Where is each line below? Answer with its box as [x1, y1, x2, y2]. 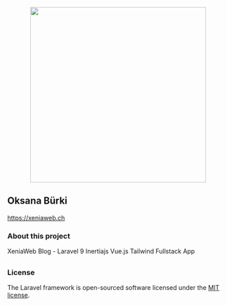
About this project [7, 231, 70, 241]
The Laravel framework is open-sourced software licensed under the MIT [7, 283, 220, 291]
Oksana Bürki [7, 195, 68, 207]
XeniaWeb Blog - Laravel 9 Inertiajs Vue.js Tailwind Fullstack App [7, 247, 195, 255]
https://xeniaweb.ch [7, 213, 65, 222]
